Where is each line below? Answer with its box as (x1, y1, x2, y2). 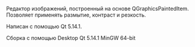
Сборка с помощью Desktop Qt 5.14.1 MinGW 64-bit (6, 35, 136, 41)
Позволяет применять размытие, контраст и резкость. (6, 11, 146, 18)
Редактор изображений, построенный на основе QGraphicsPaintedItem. (6, 5, 189, 12)
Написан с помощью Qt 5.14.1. (6, 23, 82, 30)
